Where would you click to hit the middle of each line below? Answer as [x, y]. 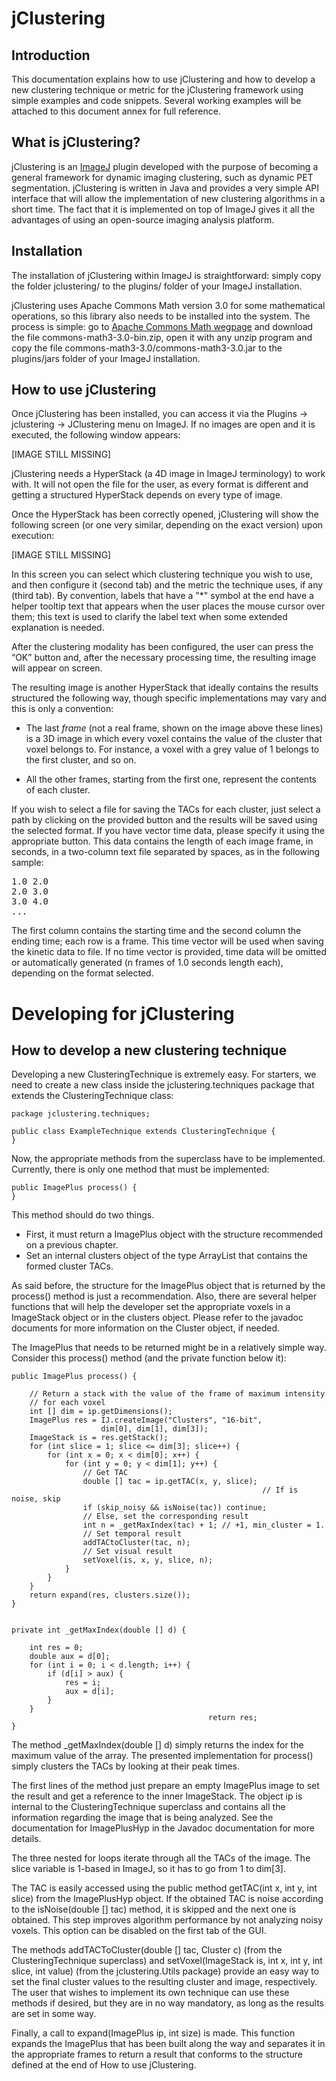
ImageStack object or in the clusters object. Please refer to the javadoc [157, 1318]
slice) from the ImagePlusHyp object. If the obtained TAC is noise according [167, 1899]
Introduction [51, 55]
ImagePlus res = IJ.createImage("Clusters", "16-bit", [146, 1420]
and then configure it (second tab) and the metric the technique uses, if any [167, 585]
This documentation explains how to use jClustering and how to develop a [163, 79]
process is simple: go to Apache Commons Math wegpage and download [162, 326]
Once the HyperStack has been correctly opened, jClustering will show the [165, 514]
